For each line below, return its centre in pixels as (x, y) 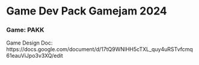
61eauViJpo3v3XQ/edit (35, 56)
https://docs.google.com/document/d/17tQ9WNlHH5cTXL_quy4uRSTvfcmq (100, 49)
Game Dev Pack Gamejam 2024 (87, 11)
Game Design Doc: (29, 43)
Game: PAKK (25, 30)
